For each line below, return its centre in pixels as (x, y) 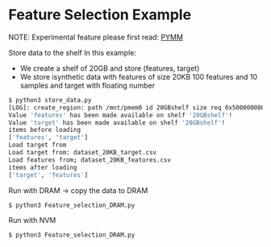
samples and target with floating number (88, 85)
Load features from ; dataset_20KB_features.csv (90, 160)
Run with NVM (32, 220)
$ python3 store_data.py (50, 100)
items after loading (43, 167)
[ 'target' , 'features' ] (48, 175)
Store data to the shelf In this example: (73, 52)
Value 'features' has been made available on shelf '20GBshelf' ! (120, 115)
